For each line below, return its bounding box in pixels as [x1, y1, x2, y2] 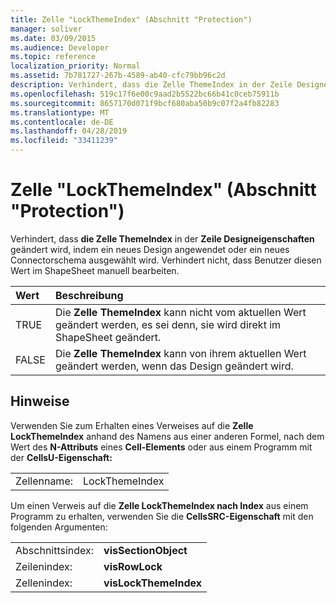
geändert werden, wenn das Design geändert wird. [54, 359, 294, 373]
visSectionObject [103, 543, 188, 557]
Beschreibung [54, 288, 124, 302]
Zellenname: [15, 474, 73, 488]
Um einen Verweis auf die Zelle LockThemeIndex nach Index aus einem [10, 499, 309, 511]
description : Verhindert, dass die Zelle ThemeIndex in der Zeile [10, 80, 293, 90]
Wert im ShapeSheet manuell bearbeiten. [10, 264, 180, 276]
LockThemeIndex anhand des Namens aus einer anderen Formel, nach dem [10, 430, 325, 442]
